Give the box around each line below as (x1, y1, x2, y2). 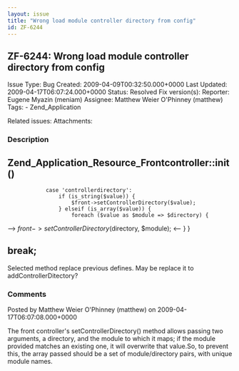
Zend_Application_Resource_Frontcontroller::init (7, 156, 230, 168)
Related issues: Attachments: (7, 117, 93, 126)
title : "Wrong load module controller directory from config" (7, 17, 196, 24)
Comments (7, 289, 46, 299)
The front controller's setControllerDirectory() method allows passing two (7, 327, 223, 335)
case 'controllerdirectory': (45, 186, 133, 193)
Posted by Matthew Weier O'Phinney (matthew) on (7, 305, 156, 314)
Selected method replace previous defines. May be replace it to (7, 263, 194, 272)
